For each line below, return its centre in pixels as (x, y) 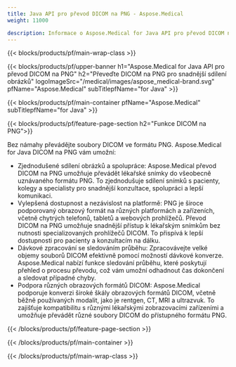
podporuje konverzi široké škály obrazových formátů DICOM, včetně (117, 293)
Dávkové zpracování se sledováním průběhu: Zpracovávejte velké (112, 248)
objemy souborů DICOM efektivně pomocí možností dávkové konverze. (120, 256)
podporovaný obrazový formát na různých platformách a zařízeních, (116, 211)
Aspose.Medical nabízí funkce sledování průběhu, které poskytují (112, 263)
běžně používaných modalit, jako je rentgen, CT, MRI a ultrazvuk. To (116, 300)
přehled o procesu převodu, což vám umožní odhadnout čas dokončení (121, 271)
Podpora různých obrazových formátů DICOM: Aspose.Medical (109, 285)
